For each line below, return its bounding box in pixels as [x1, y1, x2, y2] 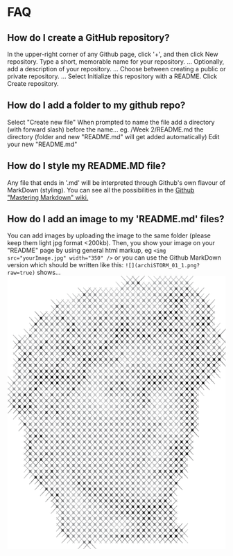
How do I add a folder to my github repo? [7, 100, 186, 111]
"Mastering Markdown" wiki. [7, 193, 89, 201]
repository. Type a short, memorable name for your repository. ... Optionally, [7, 57, 225, 66]
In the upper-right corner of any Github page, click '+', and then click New [7, 50, 218, 58]
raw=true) [7, 269, 36, 277]
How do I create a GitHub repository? [7, 32, 170, 44]
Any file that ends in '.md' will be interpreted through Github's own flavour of [7, 178, 226, 187]
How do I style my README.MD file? [7, 160, 166, 172]
